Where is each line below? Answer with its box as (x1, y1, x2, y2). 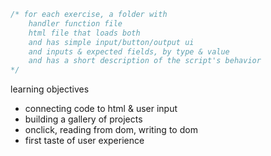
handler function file (28, 18, 123, 29)
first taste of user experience (24, 135, 145, 147)
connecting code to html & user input (24, 103, 178, 115)
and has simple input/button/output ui (28, 37, 195, 47)
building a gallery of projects (24, 113, 143, 125)
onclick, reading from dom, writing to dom (24, 124, 198, 136)
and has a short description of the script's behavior (28, 56, 262, 66)
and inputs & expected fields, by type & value (28, 46, 230, 57)
